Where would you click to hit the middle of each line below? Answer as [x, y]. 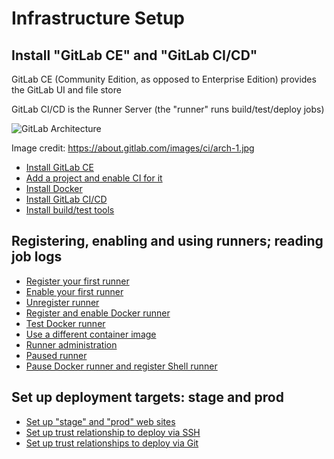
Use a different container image [91, 334]
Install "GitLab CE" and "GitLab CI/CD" [134, 55]
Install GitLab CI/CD [66, 199]
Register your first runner [77, 281]
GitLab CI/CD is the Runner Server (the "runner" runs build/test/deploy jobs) [168, 109]
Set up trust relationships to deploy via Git [112, 443]
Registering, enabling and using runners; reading [167, 241]
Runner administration [71, 344]
